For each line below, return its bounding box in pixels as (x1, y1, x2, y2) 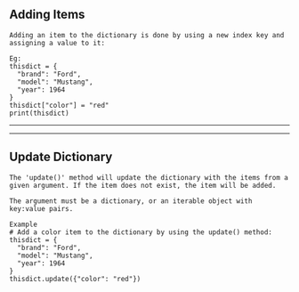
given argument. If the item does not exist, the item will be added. (9, 181, 277, 190)
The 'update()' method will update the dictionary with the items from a (9, 173, 289, 182)
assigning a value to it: (9, 38, 105, 47)
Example (9, 220, 38, 229)
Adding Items (9, 7, 85, 22)
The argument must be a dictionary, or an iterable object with (9, 196, 253, 206)
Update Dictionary (9, 150, 113, 165)
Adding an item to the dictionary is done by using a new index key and (9, 30, 285, 39)
